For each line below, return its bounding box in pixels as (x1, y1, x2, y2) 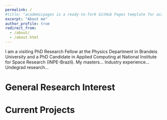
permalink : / (5, 7, 32, 12)
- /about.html (9, 35, 39, 40)
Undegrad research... (5, 64, 49, 70)
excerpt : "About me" (5, 16, 48, 21)
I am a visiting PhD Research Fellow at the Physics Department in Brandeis (5, 48, 158, 55)
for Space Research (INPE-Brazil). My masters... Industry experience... (5, 59, 150, 65)
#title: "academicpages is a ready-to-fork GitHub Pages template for (5, 12, 155, 17)
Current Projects (5, 105, 75, 116)
